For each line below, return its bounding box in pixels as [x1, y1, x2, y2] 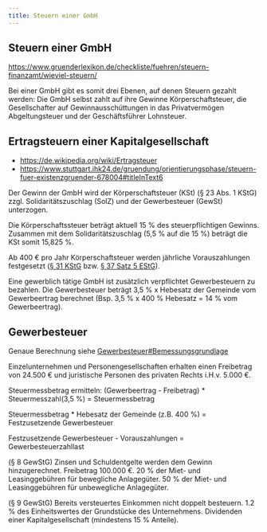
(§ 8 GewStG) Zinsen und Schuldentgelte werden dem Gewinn [8, 457, 213, 467]
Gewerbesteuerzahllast [8, 442, 85, 452]
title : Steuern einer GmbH [8, 11, 98, 20]
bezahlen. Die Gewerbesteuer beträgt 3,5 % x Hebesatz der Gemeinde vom [8, 285, 257, 295]
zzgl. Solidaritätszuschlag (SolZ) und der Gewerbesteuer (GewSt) [8, 197, 223, 206]
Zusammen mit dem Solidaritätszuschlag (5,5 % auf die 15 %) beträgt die [8, 229, 249, 239]
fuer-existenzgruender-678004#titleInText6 [19, 173, 163, 182]
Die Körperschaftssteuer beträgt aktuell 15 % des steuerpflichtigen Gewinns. [8, 221, 260, 230]
